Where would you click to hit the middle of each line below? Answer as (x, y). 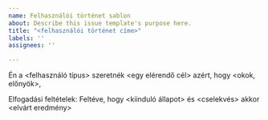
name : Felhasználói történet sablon (69, 16)
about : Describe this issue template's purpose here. (100, 23)
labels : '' (26, 38)
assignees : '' (32, 46)
